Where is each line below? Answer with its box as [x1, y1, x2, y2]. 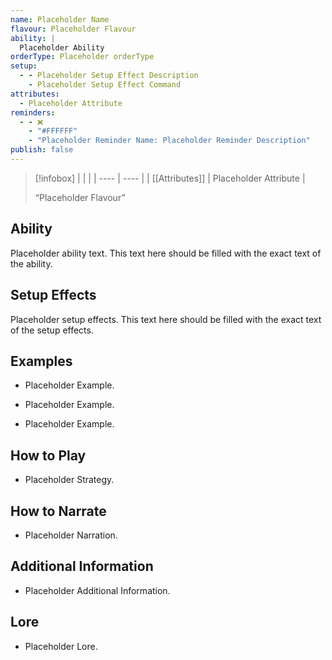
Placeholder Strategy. [24, 474, 115, 486]
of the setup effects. [10, 324, 94, 336]
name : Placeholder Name [10, 14, 110, 25]
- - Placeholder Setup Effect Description [19, 71, 199, 81]
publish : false [10, 145, 74, 155]
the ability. [10, 257, 53, 270]
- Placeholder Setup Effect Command [28, 80, 182, 90]
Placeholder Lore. [24, 640, 98, 652]
